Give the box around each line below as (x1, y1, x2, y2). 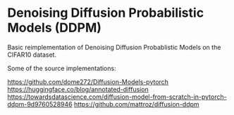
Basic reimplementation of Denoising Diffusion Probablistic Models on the (7, 43, 221, 51)
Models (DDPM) (7, 20, 102, 36)
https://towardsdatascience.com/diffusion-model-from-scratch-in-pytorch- (7, 93, 227, 101)
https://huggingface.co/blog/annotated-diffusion (7, 85, 149, 93)
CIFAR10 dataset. (7, 50, 57, 59)
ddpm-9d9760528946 (7, 100, 73, 108)
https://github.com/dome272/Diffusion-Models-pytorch (7, 77, 169, 86)
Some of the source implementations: (7, 64, 116, 72)
